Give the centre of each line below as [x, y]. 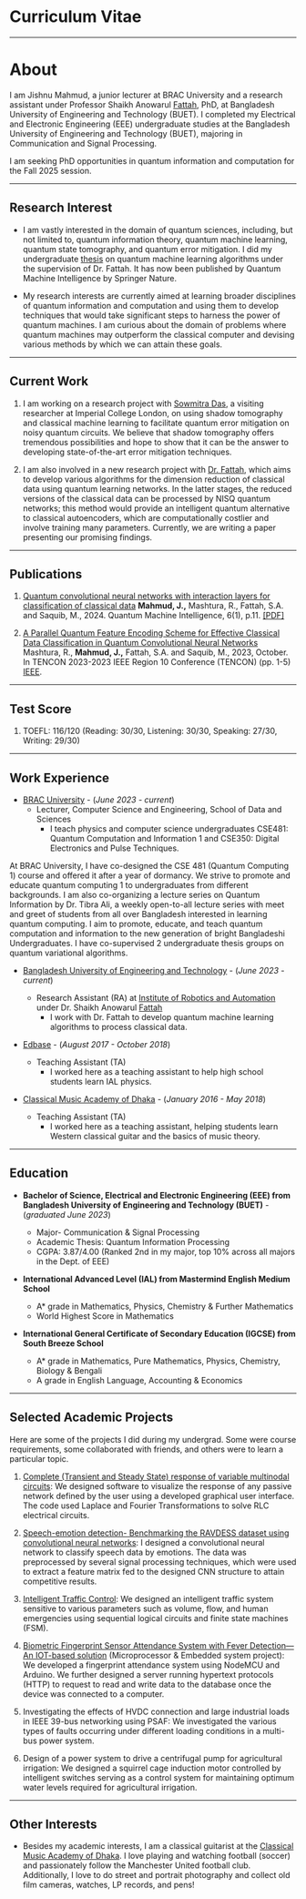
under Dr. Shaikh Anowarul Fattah [99, 1007]
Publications [46, 574]
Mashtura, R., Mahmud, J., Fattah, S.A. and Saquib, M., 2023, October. [155, 652]
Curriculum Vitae [76, 17]
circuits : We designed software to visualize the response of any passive [157, 1486]
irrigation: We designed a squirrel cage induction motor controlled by [152, 1768]
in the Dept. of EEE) [73, 1261]
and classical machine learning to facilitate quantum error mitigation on [156, 423]
